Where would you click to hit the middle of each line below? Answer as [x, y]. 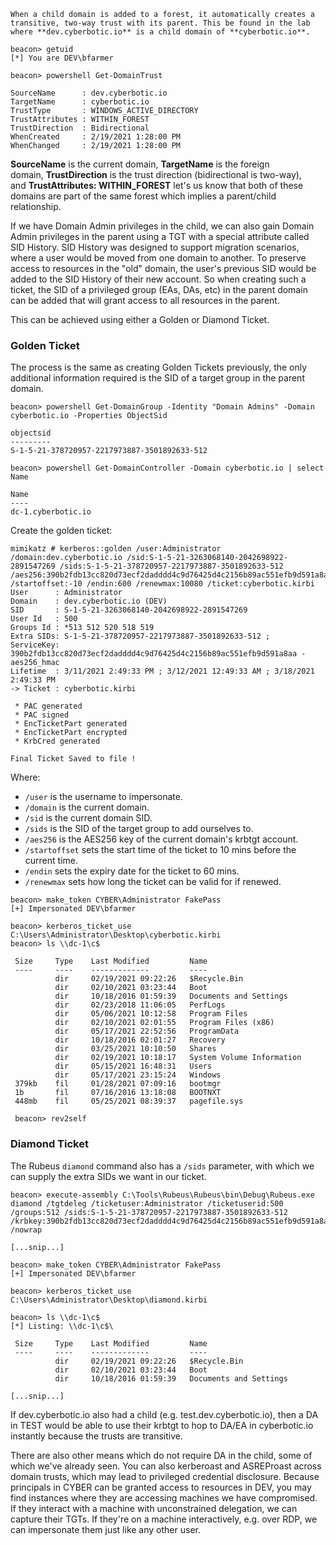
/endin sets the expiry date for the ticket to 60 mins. [132, 871]
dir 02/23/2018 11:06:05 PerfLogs [140, 1005]
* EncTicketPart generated [71, 724]
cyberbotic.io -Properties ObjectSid [89, 416]
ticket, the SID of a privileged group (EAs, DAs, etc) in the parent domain [159, 289]
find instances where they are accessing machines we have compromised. [164, 1497]
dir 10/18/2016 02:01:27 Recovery [140, 1040]
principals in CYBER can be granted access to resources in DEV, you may [161, 1487]
